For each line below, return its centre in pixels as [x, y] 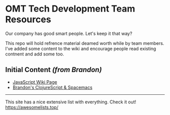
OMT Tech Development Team [70, 9]
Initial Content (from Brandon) [54, 70]
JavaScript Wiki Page [35, 82]
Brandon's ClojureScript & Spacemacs [52, 87]
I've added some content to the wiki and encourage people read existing [81, 48]
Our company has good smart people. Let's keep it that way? [69, 33]
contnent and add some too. [35, 54]
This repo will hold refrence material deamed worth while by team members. [85, 43]
